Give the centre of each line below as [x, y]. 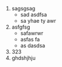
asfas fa [30, 39]
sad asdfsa [34, 15]
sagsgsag [23, 8]
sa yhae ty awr [38, 21]
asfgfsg [21, 27]
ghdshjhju [24, 58]
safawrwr [32, 33]
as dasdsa [33, 45]
